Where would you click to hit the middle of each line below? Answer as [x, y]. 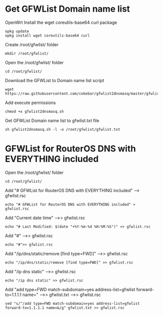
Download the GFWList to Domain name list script [55, 80]
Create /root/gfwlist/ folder [32, 44]
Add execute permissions [31, 103]
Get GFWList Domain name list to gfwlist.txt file [52, 121]
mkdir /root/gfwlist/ [27, 53]
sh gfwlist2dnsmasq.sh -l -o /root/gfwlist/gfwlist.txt [63, 129]
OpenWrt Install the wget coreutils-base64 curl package [61, 22]
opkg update [17, 31]
